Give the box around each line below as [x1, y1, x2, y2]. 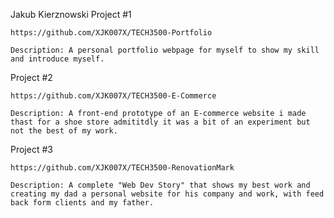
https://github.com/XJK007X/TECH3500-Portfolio [10, 28, 213, 38]
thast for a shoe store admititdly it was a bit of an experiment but [10, 117, 311, 127]
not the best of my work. [10, 126, 118, 136]
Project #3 [10, 144, 53, 155]
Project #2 [10, 72, 53, 83]
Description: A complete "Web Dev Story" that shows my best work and [10, 180, 311, 190]
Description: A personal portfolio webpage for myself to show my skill [10, 45, 320, 55]
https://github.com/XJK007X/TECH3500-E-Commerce [10, 91, 217, 101]
